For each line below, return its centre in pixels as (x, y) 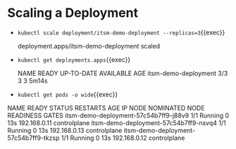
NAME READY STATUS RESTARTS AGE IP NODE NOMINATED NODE (106, 108)
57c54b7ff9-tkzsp (33, 138)
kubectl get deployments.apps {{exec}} (74, 59)
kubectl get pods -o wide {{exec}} (68, 94)
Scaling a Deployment (73, 13)
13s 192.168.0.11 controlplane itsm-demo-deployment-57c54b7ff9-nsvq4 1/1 (117, 123)
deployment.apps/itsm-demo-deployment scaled (89, 46)
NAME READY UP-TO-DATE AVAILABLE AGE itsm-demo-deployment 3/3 (123, 73)
